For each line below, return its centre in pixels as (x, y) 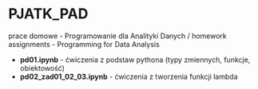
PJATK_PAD (48, 14)
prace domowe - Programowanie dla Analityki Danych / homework (118, 36)
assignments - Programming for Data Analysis (84, 44)
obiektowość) (42, 68)
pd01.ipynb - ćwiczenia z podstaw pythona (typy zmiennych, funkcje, (135, 60)
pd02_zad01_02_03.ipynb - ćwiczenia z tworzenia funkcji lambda (129, 76)
